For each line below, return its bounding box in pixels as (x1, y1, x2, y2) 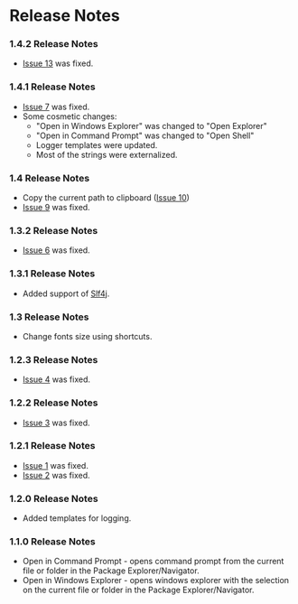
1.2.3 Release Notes (9, 353, 98, 366)
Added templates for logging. (22, 513, 132, 524)
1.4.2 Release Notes (9, 38, 98, 51)
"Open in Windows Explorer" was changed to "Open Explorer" (35, 120, 268, 131)
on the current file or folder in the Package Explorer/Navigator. (22, 584, 255, 596)
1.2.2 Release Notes (9, 396, 98, 409)
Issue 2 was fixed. (22, 469, 90, 480)
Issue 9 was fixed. (22, 202, 90, 213)
